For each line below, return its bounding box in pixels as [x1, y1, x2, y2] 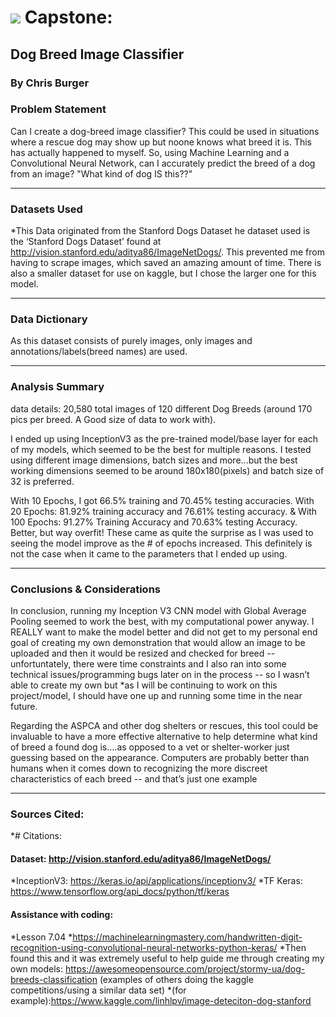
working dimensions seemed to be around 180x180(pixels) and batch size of [10, 464, 325, 476]
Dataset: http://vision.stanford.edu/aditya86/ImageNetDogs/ [10, 852, 272, 865]
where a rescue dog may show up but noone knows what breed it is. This [10, 136, 313, 148]
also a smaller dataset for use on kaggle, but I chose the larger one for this [10, 267, 317, 280]
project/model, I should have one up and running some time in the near [10, 689, 303, 701]
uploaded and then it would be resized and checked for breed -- [10, 647, 276, 659]
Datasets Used [10, 202, 83, 216]
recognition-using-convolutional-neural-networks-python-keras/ [10, 941, 278, 953]
